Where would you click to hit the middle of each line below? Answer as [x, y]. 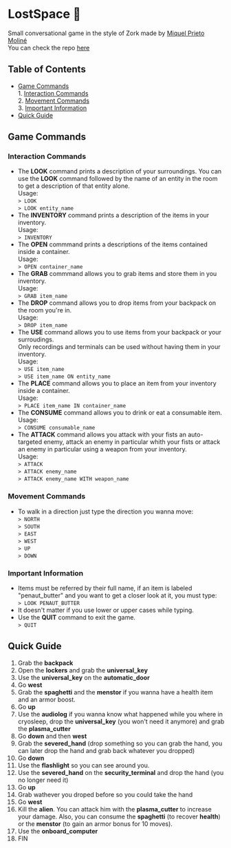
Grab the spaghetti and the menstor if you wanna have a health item [115, 692]
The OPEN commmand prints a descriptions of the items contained [113, 244]
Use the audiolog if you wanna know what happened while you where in [120, 714]
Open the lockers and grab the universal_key [83, 670]
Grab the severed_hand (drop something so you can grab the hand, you [120, 743]
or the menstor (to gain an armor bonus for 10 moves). [95, 824]
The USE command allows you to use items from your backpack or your [120, 332]
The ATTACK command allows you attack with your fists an [102, 435]
